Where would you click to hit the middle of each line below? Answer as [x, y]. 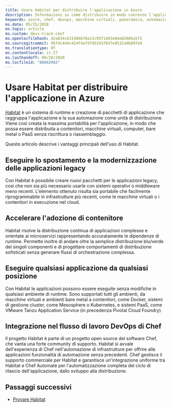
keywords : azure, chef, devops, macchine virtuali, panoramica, [75, 19]
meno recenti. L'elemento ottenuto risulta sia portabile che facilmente [78, 191]
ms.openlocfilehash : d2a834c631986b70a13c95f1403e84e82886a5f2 [74, 39]
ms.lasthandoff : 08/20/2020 [35, 57]
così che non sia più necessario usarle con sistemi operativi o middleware [83, 186]
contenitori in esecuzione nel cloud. [43, 202]
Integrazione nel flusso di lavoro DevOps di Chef [83, 327]
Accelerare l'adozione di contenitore [64, 218]
